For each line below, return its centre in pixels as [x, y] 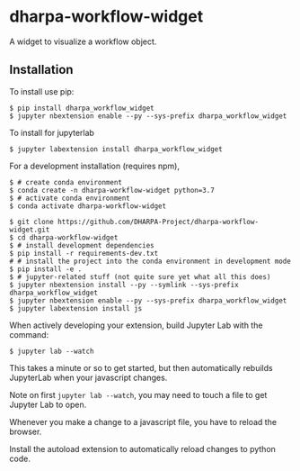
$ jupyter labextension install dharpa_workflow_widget [116, 149]
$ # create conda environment [66, 182]
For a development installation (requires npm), [95, 166]
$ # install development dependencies [82, 245]
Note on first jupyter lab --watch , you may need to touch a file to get [138, 394]
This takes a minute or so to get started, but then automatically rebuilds [141, 367]
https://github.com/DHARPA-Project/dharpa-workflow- [158, 222]
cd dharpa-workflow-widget [68, 237]
